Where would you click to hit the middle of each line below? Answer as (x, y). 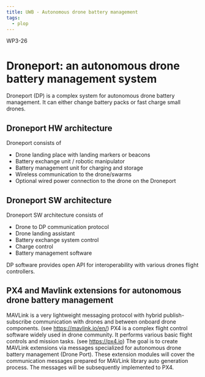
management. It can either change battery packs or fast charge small (93, 103)
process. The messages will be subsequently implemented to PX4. (90, 367)
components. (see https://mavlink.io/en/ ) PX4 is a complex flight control (97, 328)
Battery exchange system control (57, 239)
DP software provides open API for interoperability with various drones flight (102, 265)
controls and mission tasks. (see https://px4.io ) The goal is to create (92, 341)
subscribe (19, 321)
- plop (20, 23)
